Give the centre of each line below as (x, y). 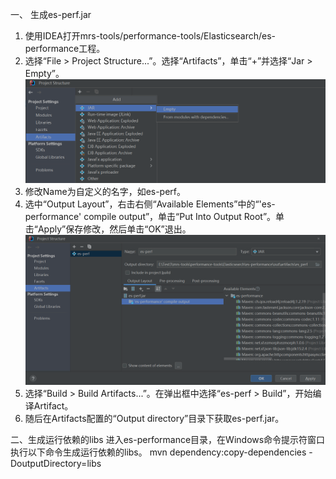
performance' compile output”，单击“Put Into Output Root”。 (150, 217)
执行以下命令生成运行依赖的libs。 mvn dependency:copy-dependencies (158, 452)
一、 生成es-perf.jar (51, 14)
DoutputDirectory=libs (56, 463)
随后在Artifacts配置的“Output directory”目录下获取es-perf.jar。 (154, 418)
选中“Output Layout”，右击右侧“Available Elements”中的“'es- (150, 204)
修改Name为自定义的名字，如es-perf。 (105, 192)
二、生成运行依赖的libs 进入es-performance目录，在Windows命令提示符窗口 (168, 439)
